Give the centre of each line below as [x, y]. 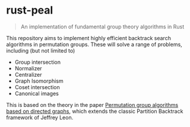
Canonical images [37, 93]
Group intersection [38, 62]
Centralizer [28, 74]
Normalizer [28, 68]
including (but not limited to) [41, 50]
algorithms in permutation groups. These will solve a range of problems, [94, 44]
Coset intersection [37, 87]
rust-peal [30, 10]
